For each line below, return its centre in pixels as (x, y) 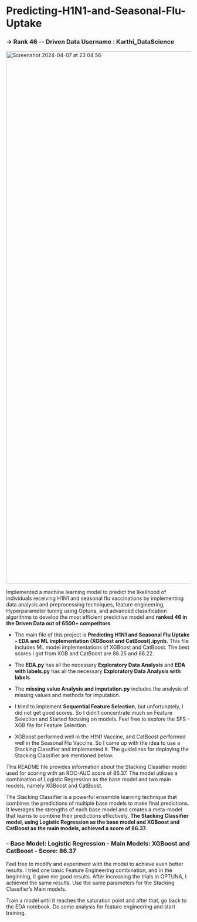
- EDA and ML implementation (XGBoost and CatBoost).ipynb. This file (102, 641)
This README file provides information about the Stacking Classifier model (96, 767)
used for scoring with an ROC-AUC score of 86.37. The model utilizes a (92, 773)
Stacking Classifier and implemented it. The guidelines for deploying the (102, 749)
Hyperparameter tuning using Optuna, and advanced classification (86, 611)
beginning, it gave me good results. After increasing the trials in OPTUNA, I (96, 876)
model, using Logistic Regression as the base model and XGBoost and (93, 822)
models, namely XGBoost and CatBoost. (54, 786)
